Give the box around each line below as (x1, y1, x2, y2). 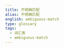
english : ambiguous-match (5, 16, 59, 21)
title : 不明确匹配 (5, 7, 40, 12)
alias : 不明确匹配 (5, 12, 40, 17)
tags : (5, 26, 16, 31)
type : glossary (5, 21, 37, 26)
